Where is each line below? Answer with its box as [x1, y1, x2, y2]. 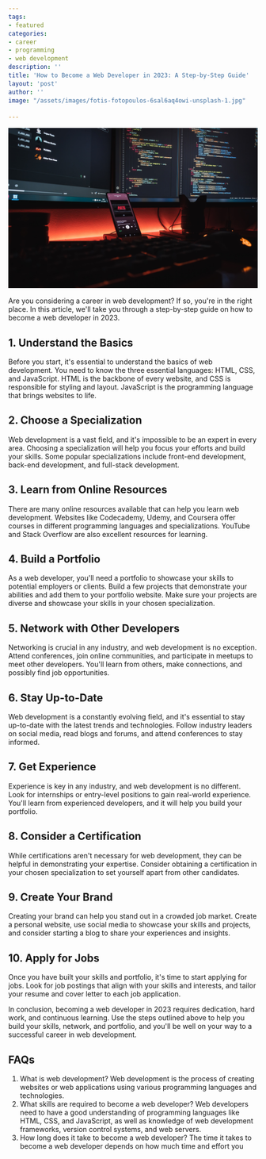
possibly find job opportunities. [8, 668, 110, 677]
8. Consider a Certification [8, 830, 142, 843]
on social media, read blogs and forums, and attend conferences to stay [8, 729, 243, 738]
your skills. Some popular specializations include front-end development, [8, 451, 247, 461]
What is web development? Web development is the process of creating [19, 1074, 255, 1084]
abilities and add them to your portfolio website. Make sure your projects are [8, 590, 257, 600]
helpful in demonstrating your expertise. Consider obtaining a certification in [8, 859, 257, 869]
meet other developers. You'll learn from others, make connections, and [8, 659, 243, 670]
